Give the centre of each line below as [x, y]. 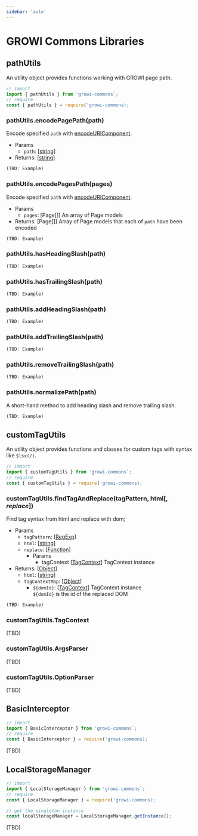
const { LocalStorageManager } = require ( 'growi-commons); [81, 800]
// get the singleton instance [45, 811]
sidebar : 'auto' [26, 12]
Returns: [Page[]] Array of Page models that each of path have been [99, 221]
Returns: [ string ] [35, 158]
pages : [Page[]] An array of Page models [73, 215]
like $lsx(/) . [21, 456]
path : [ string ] [40, 151]
